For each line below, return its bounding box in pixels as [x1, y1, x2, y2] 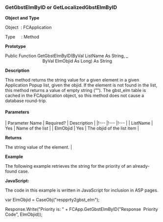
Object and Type [5, 15, 40, 21]
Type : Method [5, 34, 40, 40]
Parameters [5, 109, 29, 115]
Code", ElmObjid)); [5, 211, 43, 217]
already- [133, 163, 150, 169]
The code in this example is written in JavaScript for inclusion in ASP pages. [5, 187, 159, 193]
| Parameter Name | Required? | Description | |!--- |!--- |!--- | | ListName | [5, 120, 153, 126]
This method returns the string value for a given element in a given [5, 77, 140, 83]
